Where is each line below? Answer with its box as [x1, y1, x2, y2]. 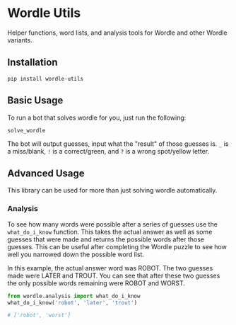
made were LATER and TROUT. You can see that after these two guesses [7, 271, 220, 280]
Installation [7, 57, 58, 69]
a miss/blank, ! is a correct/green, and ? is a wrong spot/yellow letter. [7, 147, 210, 155]
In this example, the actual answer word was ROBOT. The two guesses [7, 263, 213, 272]
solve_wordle [7, 127, 46, 134]
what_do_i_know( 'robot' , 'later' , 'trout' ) [7, 299, 138, 306]
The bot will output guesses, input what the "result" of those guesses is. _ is [7, 139, 229, 148]
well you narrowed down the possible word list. [7, 250, 145, 258]
